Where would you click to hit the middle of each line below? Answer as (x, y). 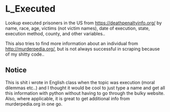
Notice (16, 70)
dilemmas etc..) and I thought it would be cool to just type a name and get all (85, 88)
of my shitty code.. (25, 54)
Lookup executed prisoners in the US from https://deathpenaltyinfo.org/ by (84, 23)
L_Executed (30, 9)
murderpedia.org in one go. (34, 104)
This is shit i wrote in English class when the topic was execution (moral (80, 82)
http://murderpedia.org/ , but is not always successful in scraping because (82, 49)
